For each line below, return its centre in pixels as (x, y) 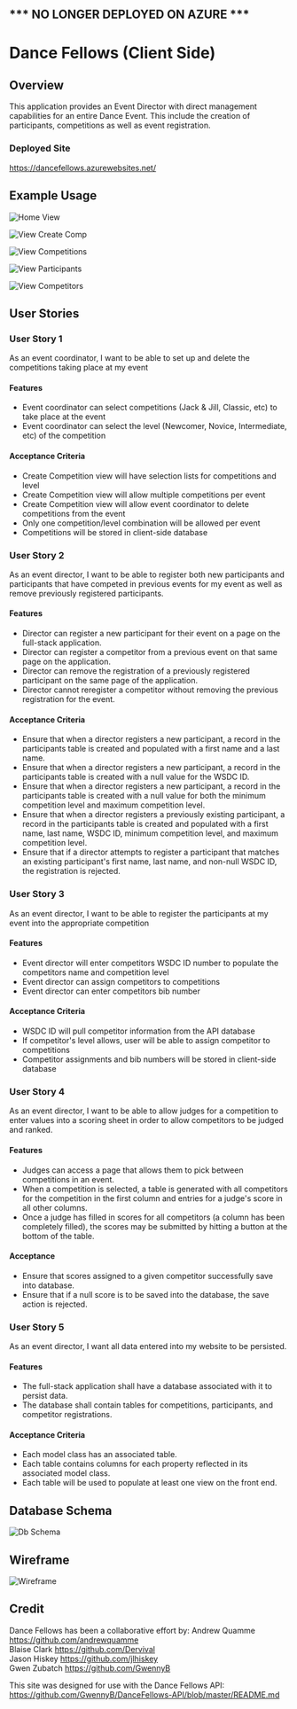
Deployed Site (40, 148)
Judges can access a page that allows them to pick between (133, 1170)
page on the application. (66, 662)
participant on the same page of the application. (109, 681)
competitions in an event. (68, 1179)
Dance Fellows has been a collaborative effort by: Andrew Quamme (132, 1630)
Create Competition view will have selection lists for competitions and (149, 476)
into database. (48, 1285)
